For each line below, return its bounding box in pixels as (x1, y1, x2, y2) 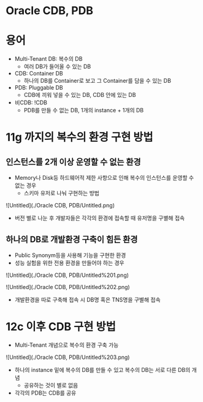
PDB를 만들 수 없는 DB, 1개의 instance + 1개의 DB (23, 107, 144, 114)
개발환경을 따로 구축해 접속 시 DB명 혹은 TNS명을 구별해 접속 (14, 296, 161, 303)
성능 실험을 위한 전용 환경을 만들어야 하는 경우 (14, 259, 124, 266)
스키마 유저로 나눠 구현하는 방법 (23, 190, 99, 197)
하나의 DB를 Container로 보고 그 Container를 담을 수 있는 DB (23, 77, 171, 85)
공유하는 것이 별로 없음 (23, 381, 79, 388)
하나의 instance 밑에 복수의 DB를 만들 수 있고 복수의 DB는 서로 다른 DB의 (14, 366, 191, 373)
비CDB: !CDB (14, 99, 47, 106)
